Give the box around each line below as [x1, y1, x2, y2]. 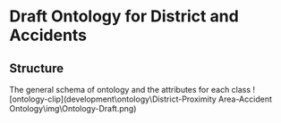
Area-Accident [217, 94, 273, 104]
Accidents [9, 25, 88, 45]
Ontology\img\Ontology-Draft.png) [9, 103, 137, 113]
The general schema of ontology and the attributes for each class [9, 85, 251, 94]
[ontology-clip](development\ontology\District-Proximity [9, 94, 217, 104]
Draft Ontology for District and [9, 6, 239, 27]
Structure [9, 61, 64, 76]
